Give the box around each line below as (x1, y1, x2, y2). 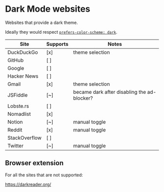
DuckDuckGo (7, 49, 38, 56)
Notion (7, 118, 23, 125)
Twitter (7, 142, 23, 149)
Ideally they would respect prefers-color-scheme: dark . (5, 29, 118, 35)
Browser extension (5, 159, 64, 167)
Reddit (7, 126, 23, 133)
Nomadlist (7, 110, 31, 117)
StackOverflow (7, 134, 42, 141)
